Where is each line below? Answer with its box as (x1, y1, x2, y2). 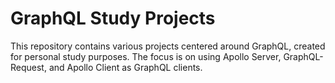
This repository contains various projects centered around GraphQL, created (10, 40, 326, 52)
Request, (10, 61, 47, 73)
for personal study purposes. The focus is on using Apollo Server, (10, 50, 282, 62)
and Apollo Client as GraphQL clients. (48, 61, 203, 73)
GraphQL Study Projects (10, 7, 216, 30)
